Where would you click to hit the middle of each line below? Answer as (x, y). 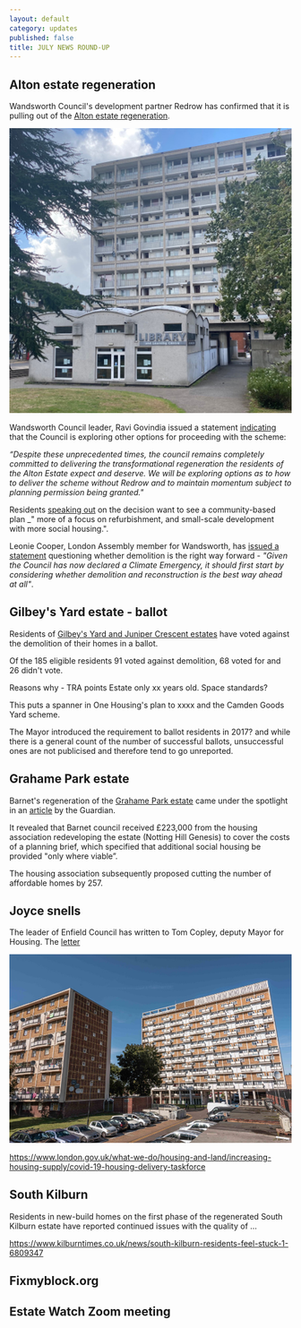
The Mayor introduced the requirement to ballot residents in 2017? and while (150, 732)
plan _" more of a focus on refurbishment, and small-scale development (142, 519)
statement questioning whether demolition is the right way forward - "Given (149, 556)
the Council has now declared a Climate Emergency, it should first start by (147, 565)
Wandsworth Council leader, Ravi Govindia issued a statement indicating (143, 428)
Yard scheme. (35, 714)
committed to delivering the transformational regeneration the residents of (146, 464)
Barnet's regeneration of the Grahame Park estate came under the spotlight (149, 801)
